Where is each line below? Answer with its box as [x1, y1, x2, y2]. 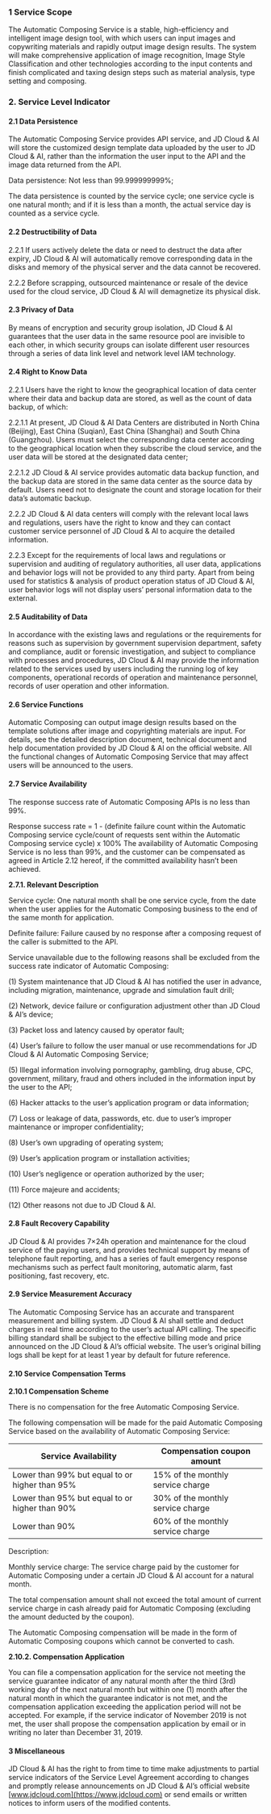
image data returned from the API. [8, 160, 122, 170]
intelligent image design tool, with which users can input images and [8, 33, 236, 43]
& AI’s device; [8, 1009, 54, 1019]
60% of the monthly [152, 1516, 229, 1527]
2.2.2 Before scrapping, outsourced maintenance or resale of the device [8, 278, 248, 287]
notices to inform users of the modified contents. [8, 1799, 171, 1808]
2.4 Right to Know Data [8, 367, 88, 377]
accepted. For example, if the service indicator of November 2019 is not [8, 1711, 248, 1720]
